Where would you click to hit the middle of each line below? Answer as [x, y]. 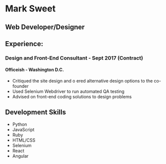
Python [20, 124]
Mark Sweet [30, 9]
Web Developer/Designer [45, 27]
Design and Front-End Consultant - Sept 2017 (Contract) [74, 58]
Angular [20, 156]
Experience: [24, 43]
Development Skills [36, 112]
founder [20, 86]
